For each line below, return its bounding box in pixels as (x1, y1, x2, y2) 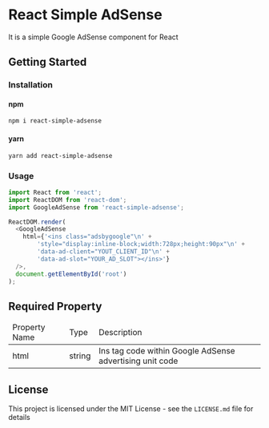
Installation (8, 79, 54, 91)
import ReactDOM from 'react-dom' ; (8, 196, 127, 204)
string (69, 350, 91, 361)
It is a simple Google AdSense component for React (8, 32, 179, 42)
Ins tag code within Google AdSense (98, 345, 235, 357)
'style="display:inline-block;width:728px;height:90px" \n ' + (37, 240, 246, 248)
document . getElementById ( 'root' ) (15, 270, 127, 278)
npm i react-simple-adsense (8, 117, 102, 125)
